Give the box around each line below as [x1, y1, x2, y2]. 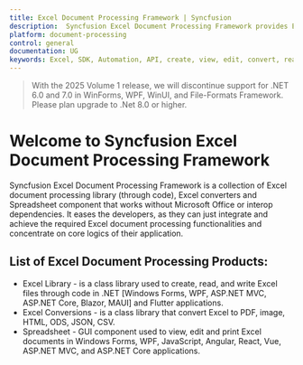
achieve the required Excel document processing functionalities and [9, 218, 262, 229]
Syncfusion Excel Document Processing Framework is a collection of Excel [9, 180, 287, 191]
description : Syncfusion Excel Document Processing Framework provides [9, 22, 289, 31]
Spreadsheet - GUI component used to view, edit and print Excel [22, 326, 262, 337]
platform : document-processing [9, 30, 127, 39]
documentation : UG [9, 47, 78, 56]
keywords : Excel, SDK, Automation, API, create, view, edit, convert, [9, 55, 280, 64]
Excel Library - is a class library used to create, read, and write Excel [22, 277, 278, 289]
